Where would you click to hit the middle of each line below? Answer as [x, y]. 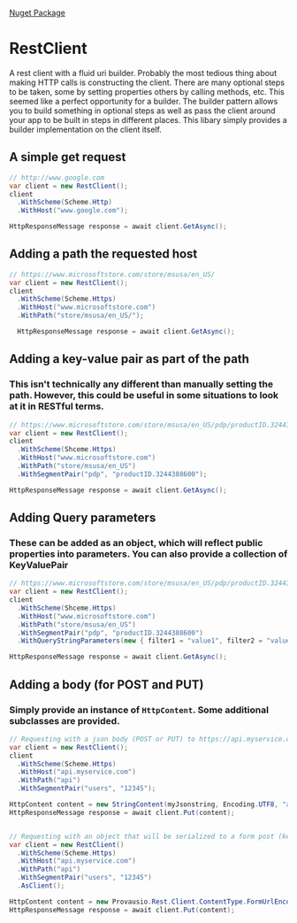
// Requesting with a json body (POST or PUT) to [103, 739]
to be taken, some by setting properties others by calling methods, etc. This [147, 91]
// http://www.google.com [57, 177]
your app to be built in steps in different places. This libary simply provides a [148, 119]
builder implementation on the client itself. [85, 129]
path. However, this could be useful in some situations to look [144, 396]
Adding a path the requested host [103, 254]
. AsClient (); [41, 886]
